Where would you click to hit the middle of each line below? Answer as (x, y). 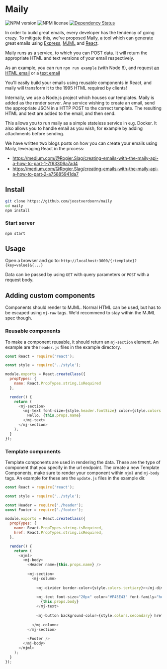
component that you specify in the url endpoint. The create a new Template (82, 467)
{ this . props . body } (60, 602)
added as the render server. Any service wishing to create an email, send (80, 102)
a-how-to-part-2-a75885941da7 (45, 174)
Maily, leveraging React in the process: (45, 148)
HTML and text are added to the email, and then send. (60, 113)
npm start (15, 233)
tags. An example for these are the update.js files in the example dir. (75, 478)
